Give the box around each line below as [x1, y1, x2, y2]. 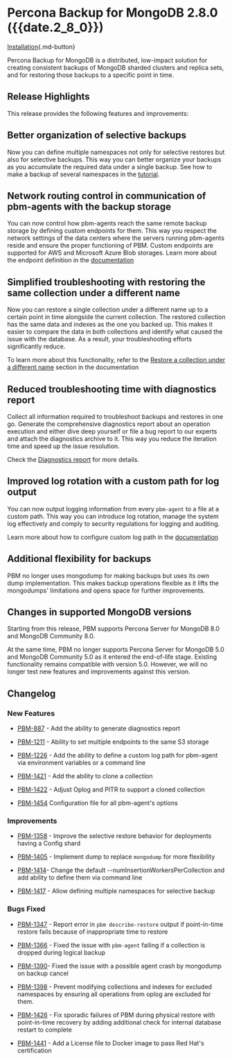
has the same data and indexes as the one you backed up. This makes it [7, 320, 213, 329]
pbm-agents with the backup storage [7, 200, 172, 212]
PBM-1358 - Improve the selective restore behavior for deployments [17, 832, 212, 840]
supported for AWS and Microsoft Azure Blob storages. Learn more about [7, 248, 217, 257]
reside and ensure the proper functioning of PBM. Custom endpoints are [7, 241, 213, 250]
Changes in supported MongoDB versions [7, 606, 192, 618]
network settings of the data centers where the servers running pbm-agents [7, 234, 225, 242]
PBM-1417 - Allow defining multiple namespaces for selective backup [17, 887, 215, 896]
